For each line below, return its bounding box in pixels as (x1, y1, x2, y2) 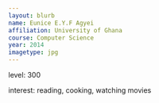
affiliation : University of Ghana (8, 26, 123, 34)
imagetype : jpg (8, 48, 59, 56)
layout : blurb (8, 11, 56, 20)
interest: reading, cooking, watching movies (8, 86, 152, 95)
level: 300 (8, 71, 41, 79)
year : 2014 (8, 41, 45, 49)
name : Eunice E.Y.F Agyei (8, 19, 94, 27)
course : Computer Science (8, 33, 94, 42)
